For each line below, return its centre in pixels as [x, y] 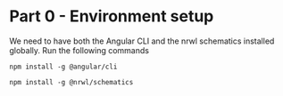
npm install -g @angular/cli [63, 67]
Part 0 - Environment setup [112, 16]
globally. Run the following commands [79, 50]
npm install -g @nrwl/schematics [71, 82]
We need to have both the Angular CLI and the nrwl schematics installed [142, 41]
